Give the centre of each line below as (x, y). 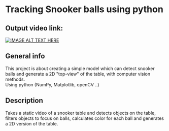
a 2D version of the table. (32, 123)
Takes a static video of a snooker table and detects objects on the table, (81, 113)
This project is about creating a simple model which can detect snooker (80, 68)
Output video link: (34, 28)
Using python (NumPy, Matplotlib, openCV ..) (52, 84)
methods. (15, 79)
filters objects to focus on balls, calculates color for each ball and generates (84, 118)
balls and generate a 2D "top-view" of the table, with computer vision (78, 74)
